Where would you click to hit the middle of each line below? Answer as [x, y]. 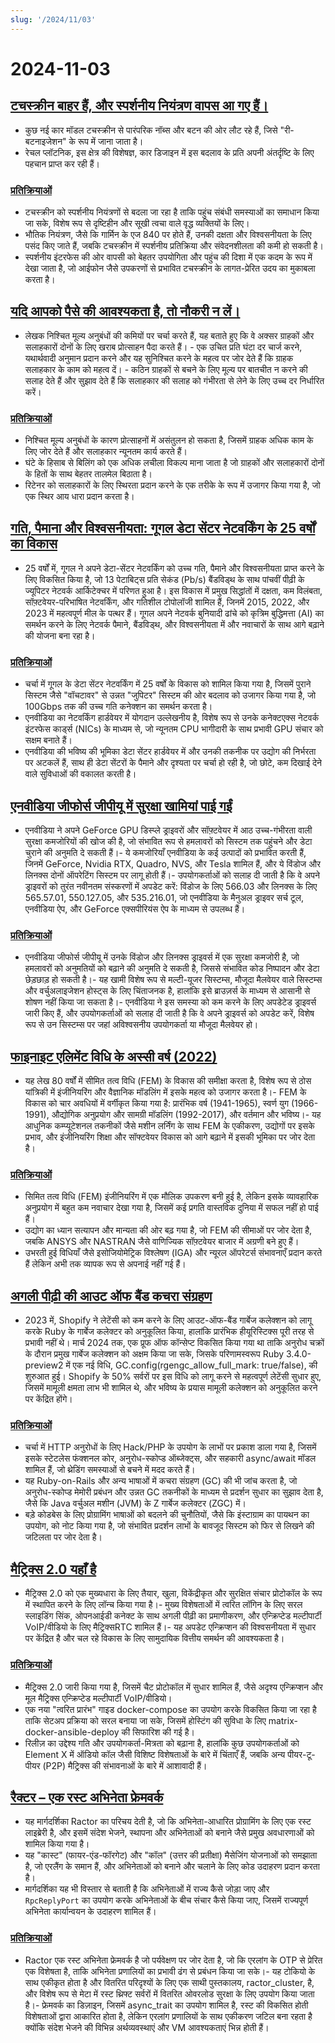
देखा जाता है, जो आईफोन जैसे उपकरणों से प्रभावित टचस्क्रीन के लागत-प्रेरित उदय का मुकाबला [170, 268]
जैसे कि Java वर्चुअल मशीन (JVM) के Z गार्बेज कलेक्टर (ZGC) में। [135, 1503]
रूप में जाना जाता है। [110, 141]
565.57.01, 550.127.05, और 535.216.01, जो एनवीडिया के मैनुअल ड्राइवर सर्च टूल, [164, 897]
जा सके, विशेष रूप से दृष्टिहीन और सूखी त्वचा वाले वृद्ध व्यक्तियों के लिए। [137, 223]
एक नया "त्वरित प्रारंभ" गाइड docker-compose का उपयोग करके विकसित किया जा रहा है [170, 1709]
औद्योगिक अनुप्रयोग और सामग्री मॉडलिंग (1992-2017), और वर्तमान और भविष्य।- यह [186, 1115]
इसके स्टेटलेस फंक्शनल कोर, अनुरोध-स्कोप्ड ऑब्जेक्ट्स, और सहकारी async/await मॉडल [170, 1458]
